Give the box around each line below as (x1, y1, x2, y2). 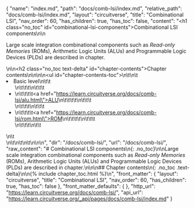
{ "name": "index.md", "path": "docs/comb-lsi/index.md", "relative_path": (6, 5, 183, 12)
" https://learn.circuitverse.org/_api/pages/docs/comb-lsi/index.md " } (6, 195, 173, 202)
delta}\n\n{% (6, 170, 37, 177)
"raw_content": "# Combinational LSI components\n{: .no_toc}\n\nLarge (6, 145, 179, 152)
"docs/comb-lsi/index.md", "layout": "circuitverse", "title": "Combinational (6, 11, 184, 18)
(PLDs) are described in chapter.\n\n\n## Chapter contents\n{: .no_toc (6, 164, 176, 171)
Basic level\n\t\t (13, 78, 51, 85)
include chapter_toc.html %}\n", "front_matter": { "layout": (38, 170, 179, 177)
